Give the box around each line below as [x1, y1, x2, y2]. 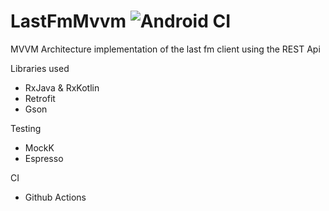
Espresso [24, 152, 64, 164]
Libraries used [10, 62, 70, 74]
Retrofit [24, 92, 56, 104]
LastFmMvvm [10, 10, 127, 33]
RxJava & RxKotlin [24, 81, 100, 94]
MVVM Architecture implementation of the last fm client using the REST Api [10, 43, 321, 55]
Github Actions [24, 191, 87, 203]
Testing [10, 122, 42, 134]
